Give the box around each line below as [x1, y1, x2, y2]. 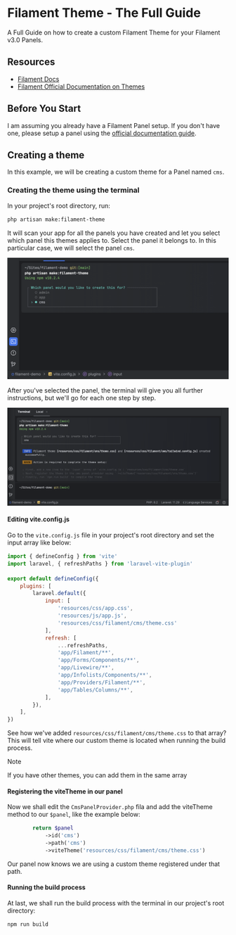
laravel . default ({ [32, 590, 86, 597]
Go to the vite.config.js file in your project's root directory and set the [7, 531, 214, 540]
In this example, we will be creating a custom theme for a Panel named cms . [7, 167, 225, 177]
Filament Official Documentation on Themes [17, 82, 145, 91]
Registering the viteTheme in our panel [7, 787, 123, 796]
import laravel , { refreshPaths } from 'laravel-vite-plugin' [7, 560, 193, 567]
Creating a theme [7, 149, 85, 161]
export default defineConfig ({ [7, 575, 99, 582]
